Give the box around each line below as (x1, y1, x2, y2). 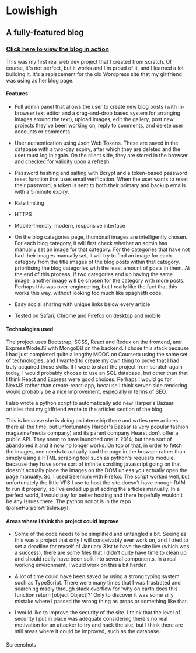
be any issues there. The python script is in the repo (6, 498, 131, 505)
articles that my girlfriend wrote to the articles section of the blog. (6, 405, 164, 413)
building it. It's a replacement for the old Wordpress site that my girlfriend (6, 70, 183, 77)
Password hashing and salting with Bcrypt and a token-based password (14, 170, 188, 177)
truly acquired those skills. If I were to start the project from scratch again (6, 363, 183, 370)
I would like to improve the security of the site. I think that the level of (14, 609, 181, 616)
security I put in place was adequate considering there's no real (14, 616, 168, 623)
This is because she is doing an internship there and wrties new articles (6, 417, 178, 424)
